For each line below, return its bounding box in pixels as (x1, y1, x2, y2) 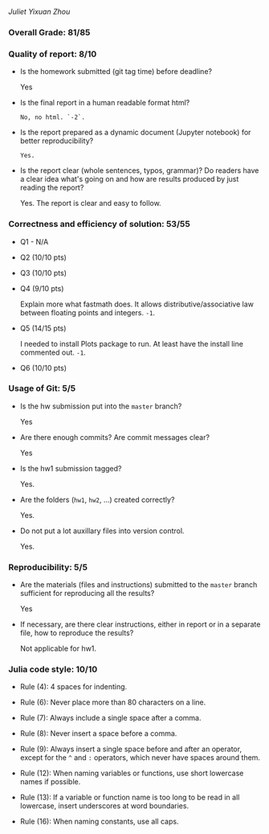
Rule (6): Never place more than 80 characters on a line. (19, 697, 206, 707)
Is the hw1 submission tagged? (19, 463, 122, 473)
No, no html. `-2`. (19, 113, 86, 121)
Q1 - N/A (19, 236, 49, 246)
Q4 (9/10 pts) (19, 283, 64, 293)
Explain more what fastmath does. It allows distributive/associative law (19, 299, 255, 309)
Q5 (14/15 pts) (19, 323, 67, 333)
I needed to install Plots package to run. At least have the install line (19, 339, 243, 348)
